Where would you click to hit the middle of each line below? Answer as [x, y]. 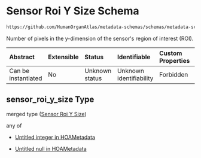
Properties [175, 60]
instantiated [26, 78]
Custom [171, 53]
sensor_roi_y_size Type [50, 100]
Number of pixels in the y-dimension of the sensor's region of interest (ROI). [100, 38]
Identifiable [134, 57]
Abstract [22, 57]
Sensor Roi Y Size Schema [73, 11]
